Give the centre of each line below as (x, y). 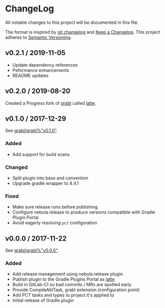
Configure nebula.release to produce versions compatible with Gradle (84, 212)
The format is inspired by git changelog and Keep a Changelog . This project (83, 32)
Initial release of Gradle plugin (43, 301)
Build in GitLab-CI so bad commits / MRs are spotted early (72, 285)
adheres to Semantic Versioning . (39, 37)
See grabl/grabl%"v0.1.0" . (32, 131)
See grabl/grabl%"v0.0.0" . (32, 250)
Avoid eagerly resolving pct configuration (55, 223)
